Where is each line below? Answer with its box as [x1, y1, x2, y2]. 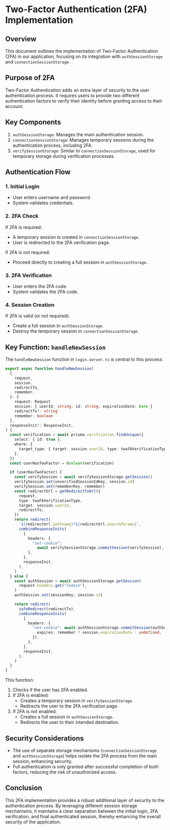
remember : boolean [14, 413, 53, 419]
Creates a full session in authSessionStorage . [20, 714, 114, 720]
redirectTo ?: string [14, 408, 58, 413]
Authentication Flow [5, 168, 71, 176]
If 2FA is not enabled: [12, 709, 57, 715]
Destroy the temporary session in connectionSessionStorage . [12, 328, 139, 334]
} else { [10, 573, 28, 579]
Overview [5, 35, 37, 43]
